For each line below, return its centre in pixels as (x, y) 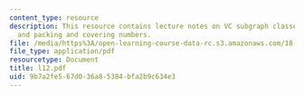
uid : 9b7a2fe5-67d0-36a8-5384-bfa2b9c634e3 (93, 77)
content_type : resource (54, 18)
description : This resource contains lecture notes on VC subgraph (139, 26)
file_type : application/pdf (62, 52)
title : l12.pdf (38, 69)
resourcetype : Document (54, 60)
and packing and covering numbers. (85, 34)
